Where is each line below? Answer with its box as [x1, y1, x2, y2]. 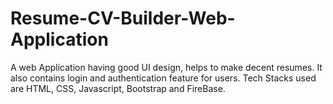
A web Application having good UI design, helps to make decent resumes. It [10, 61, 323, 73]
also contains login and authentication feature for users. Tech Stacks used [10, 72, 317, 84]
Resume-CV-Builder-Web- [10, 7, 236, 30]
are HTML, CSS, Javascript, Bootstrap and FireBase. [10, 82, 226, 94]
